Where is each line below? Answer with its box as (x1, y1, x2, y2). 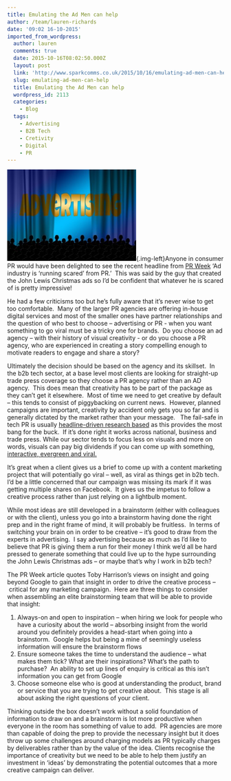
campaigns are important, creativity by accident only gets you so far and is (7, 406, 219, 414)
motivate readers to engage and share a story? (7, 348, 140, 357)
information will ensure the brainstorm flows (16, 642, 142, 651)
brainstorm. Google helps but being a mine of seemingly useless (16, 635, 201, 644)
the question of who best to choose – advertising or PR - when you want (7, 319, 212, 328)
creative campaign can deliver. (7, 766, 94, 774)
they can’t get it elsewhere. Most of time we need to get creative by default (7, 391, 222, 399)
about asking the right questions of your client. (16, 694, 150, 702)
